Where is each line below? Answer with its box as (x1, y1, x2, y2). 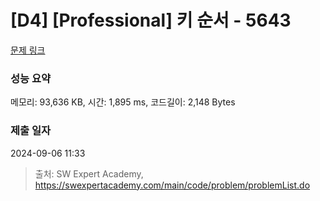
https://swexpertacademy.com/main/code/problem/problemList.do (34, 179, 311, 191)
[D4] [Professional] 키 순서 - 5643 (10, 9, 292, 32)
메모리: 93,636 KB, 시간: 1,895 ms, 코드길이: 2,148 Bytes (10, 96, 236, 108)
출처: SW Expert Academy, (34, 167, 144, 180)
